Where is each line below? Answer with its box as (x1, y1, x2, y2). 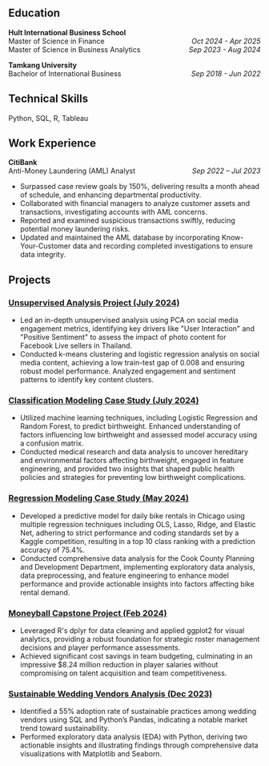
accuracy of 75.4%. (19, 545, 86, 554)
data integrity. (19, 250, 66, 260)
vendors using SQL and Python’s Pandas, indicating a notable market (19, 715, 248, 724)
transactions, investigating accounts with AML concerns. (19, 208, 208, 217)
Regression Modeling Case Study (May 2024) (8, 493, 190, 504)
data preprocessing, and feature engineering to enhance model (19, 570, 230, 580)
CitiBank (8, 158, 38, 167)
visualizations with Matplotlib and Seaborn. (19, 749, 163, 759)
